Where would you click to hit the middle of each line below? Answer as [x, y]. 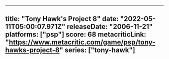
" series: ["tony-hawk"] [97, 50]
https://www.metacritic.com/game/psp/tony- [82, 42]
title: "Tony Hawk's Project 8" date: [62, 19]
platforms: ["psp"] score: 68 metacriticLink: [76, 35]
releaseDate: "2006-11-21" [110, 27]
